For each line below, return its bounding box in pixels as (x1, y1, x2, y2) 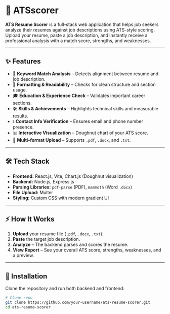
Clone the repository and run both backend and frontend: (5, 286, 125, 292)
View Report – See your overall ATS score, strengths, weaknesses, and (12, 247, 161, 253)
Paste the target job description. (12, 236, 80, 242)
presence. (12, 124, 34, 130)
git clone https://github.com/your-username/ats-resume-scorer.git (5, 300, 151, 305)
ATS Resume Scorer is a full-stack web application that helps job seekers (5, 21, 159, 27)
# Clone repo (5, 295, 33, 300)
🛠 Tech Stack (5, 157, 50, 166)
